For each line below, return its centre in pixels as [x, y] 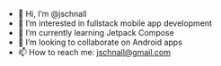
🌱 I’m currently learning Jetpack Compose [96, 33]
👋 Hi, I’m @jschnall [52, 14]
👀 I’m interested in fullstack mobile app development [115, 23]
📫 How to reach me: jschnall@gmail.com [94, 52]
